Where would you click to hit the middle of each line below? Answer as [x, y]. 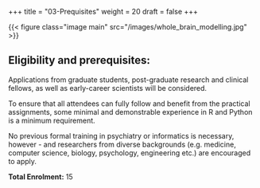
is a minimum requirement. [52, 120]
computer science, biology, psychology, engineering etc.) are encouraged [130, 153]
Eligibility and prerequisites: [80, 60]
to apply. [23, 161]
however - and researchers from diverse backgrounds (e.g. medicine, [122, 144]
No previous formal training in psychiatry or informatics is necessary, [121, 135]
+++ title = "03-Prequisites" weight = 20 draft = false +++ [103, 12]
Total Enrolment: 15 [41, 176]
